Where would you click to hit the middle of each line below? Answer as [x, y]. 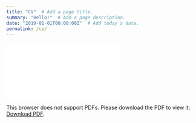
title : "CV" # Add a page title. [50, 12]
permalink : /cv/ [27, 29]
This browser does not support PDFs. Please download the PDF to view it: [98, 108]
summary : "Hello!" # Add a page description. [66, 17]
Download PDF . [26, 114]
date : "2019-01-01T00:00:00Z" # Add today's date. [73, 23]
